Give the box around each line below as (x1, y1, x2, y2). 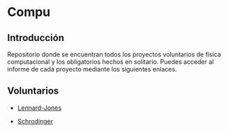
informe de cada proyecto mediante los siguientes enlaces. (7, 65, 177, 73)
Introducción (7, 32, 65, 44)
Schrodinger (17, 117, 54, 125)
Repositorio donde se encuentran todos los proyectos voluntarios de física (7, 50, 222, 58)
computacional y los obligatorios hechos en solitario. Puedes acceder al (7, 58, 214, 66)
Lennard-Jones (17, 104, 61, 112)
